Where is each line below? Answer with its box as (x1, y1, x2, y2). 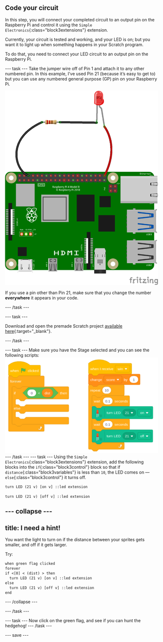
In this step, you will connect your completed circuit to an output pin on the (5, 16, 155, 22)
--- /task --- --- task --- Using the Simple (5, 454, 88, 460)
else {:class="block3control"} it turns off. (5, 474, 86, 480)
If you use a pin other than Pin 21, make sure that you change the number (5, 290, 151, 296)
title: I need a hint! (5, 524, 61, 532)
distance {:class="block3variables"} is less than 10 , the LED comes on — (5, 469, 150, 475)
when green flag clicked (5, 561, 55, 566)
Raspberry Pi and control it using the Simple (5, 22, 92, 28)
